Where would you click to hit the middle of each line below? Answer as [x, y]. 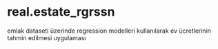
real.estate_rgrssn [61, 12]
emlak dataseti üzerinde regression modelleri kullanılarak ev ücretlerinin [109, 31]
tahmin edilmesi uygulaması [47, 37]
